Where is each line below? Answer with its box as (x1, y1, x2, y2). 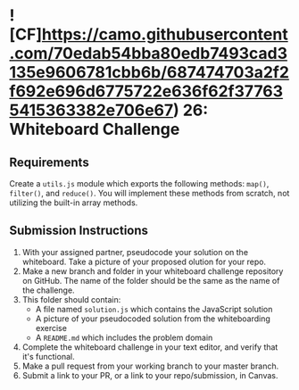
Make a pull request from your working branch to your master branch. (21, 361, 279, 371)
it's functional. (21, 351, 75, 361)
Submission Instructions (9, 223, 149, 238)
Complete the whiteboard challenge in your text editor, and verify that (21, 341, 278, 353)
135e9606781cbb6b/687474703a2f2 (9, 62, 290, 83)
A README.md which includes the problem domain (35, 332, 213, 343)
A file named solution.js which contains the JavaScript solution (35, 303, 273, 314)
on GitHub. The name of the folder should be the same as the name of (21, 275, 280, 286)
